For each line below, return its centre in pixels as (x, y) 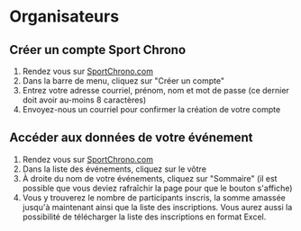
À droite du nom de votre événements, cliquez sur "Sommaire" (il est (150, 178)
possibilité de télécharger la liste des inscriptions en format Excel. (144, 217)
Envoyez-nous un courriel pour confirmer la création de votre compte (151, 109)
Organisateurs (64, 17)
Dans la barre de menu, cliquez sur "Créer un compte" (123, 81)
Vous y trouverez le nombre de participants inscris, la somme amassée (154, 197)
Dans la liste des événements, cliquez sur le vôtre (114, 169)
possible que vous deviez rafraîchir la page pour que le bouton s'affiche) (157, 188)
